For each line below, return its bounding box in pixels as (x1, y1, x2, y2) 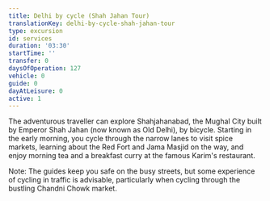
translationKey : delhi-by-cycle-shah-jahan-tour (8, 19, 175, 27)
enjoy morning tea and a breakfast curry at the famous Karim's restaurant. (8, 151, 256, 161)
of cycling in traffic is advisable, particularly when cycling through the (8, 175, 241, 185)
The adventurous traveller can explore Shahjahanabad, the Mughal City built (8, 116, 263, 126)
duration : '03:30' (8, 42, 70, 50)
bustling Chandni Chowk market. (8, 183, 117, 194)
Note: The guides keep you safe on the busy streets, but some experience (8, 166, 255, 176)
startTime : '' (8, 49, 57, 57)
